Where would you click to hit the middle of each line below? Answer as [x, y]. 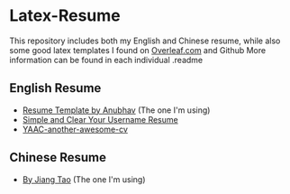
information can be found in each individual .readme [106, 60]
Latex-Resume [65, 16]
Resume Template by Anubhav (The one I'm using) [116, 110]
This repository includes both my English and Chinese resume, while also [145, 41]
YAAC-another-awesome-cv [75, 129]
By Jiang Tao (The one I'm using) [84, 179]
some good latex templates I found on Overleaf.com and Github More [138, 50]
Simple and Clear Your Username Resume [100, 119]
